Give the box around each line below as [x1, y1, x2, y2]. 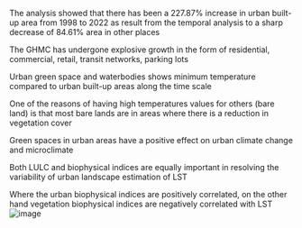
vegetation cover [9, 117, 72, 128]
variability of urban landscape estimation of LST [9, 171, 188, 182]
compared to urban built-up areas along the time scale [9, 81, 212, 91]
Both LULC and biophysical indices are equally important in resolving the [9, 162, 279, 172]
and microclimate [9, 144, 74, 155]
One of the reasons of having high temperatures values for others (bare [9, 98, 275, 109]
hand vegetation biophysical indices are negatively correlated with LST [9, 198, 273, 209]
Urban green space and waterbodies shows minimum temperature [9, 71, 256, 82]
